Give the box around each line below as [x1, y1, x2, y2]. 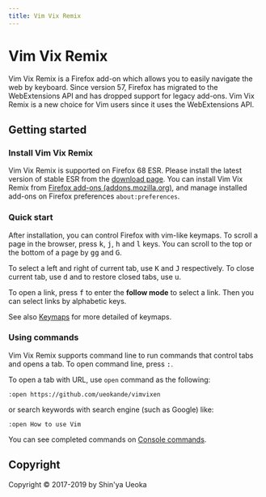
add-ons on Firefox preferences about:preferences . [8, 191, 180, 201]
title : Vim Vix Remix [8, 11, 82, 20]
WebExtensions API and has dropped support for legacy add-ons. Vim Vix [8, 91, 255, 101]
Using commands [8, 332, 79, 343]
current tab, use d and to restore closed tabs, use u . [8, 272, 182, 281]
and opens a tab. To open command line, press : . [8, 358, 174, 369]
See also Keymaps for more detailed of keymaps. [8, 311, 172, 321]
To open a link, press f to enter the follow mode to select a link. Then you [8, 287, 255, 297]
